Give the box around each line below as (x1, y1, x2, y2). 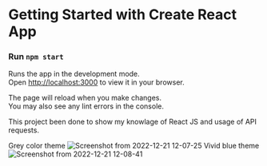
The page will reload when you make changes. (8, 93, 162, 103)
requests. (8, 125, 40, 135)
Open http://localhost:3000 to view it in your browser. (8, 77, 185, 87)
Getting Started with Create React (8, 6, 237, 24)
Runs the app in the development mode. (8, 69, 140, 79)
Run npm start (8, 51, 64, 62)
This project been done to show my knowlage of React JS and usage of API (8, 117, 257, 127)
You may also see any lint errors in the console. (8, 101, 164, 111)
